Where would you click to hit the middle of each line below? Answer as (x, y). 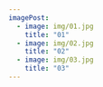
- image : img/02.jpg (55, 43)
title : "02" (47, 52)
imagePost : (29, 18)
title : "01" (47, 34)
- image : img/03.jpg (55, 60)
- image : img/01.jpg (55, 26)
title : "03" (47, 69)
